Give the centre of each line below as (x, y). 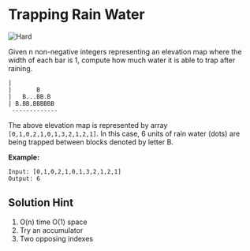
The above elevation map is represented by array (88, 125)
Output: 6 (24, 178)
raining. (21, 68)
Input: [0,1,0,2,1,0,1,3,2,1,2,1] (65, 171)
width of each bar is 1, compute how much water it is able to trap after (122, 60)
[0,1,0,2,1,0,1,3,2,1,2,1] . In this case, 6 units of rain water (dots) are (124, 133)
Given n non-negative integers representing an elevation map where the (125, 51)
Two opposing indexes (56, 238)
